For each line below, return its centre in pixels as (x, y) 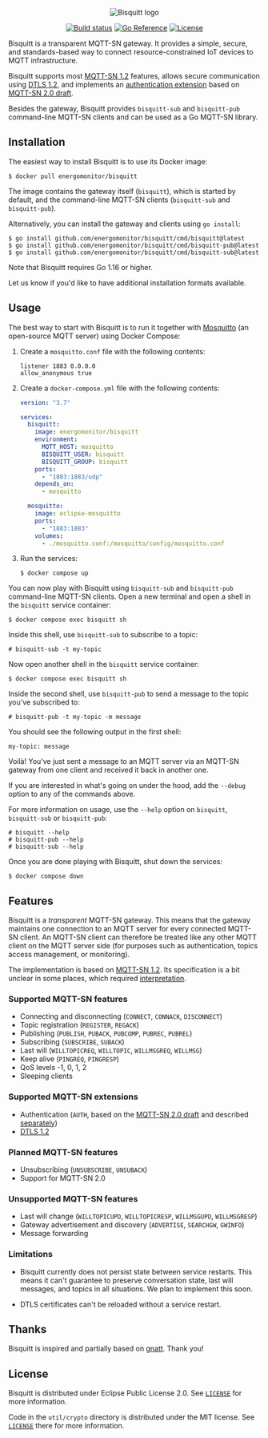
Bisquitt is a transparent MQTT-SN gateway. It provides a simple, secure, (128, 43)
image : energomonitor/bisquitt (87, 432)
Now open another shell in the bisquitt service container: (104, 664)
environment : (56, 440)
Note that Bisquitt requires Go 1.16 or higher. (81, 267)
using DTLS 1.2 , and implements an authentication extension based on (124, 85)
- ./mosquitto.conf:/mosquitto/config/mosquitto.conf (133, 543)
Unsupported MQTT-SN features (73, 1199)
